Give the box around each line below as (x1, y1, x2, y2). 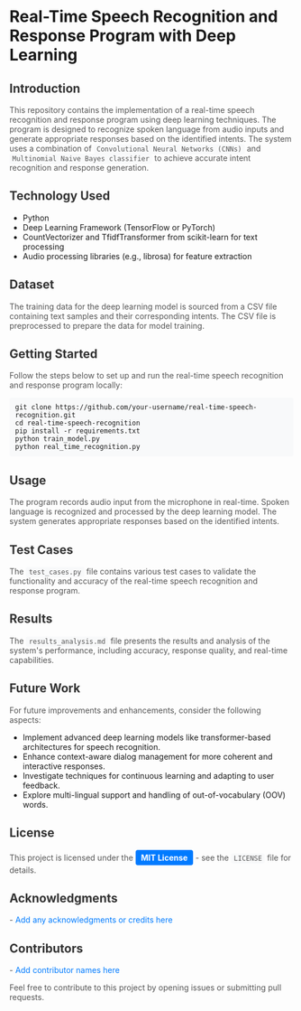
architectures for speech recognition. (22, 741, 160, 752)
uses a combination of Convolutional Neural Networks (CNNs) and (9, 143, 261, 154)
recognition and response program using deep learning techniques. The (9, 115, 277, 125)
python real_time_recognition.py (14, 443, 141, 452)
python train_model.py (14, 435, 101, 444)
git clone (14, 403, 52, 412)
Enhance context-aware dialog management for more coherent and (22, 751, 273, 762)
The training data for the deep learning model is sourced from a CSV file (9, 301, 278, 312)
